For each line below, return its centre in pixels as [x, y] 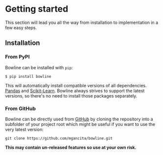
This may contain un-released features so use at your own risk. [71, 147]
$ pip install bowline [28, 77]
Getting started [37, 9]
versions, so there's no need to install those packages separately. [71, 96]
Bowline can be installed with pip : [39, 67]
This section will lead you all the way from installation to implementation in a [81, 22]
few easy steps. [21, 27]
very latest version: [24, 129]
